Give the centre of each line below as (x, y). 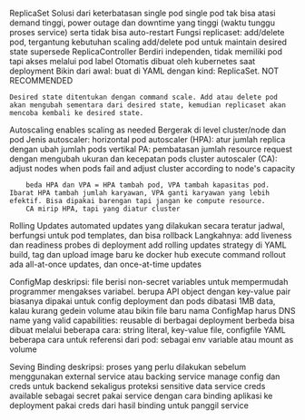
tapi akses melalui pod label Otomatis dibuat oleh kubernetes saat (133, 61)
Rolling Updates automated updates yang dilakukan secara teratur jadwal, (148, 225)
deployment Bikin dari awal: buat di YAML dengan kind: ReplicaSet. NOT (144, 71)
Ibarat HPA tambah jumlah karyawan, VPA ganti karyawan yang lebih (140, 193)
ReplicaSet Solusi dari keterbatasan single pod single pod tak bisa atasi (143, 13)
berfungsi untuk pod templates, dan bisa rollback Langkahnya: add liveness (151, 235)
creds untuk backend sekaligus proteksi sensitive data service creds (138, 386)
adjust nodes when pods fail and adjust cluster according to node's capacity (152, 168)
